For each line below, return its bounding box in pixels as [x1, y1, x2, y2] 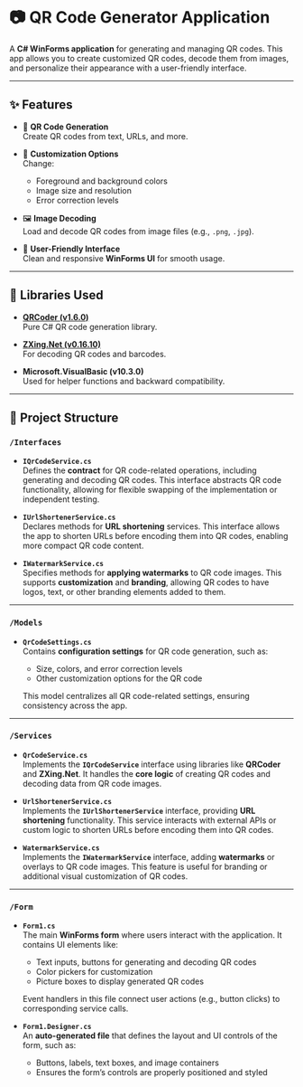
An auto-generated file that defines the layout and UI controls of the [22, 1030, 278, 1041]
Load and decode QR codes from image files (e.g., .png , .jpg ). [22, 225, 254, 236]
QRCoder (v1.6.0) [22, 311, 89, 322]
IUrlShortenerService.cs [22, 513, 116, 523]
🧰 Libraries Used [9, 288, 104, 303]
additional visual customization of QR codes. [22, 870, 188, 882]
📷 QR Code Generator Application [9, 7, 271, 28]
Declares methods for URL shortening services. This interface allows [22, 521, 280, 532]
